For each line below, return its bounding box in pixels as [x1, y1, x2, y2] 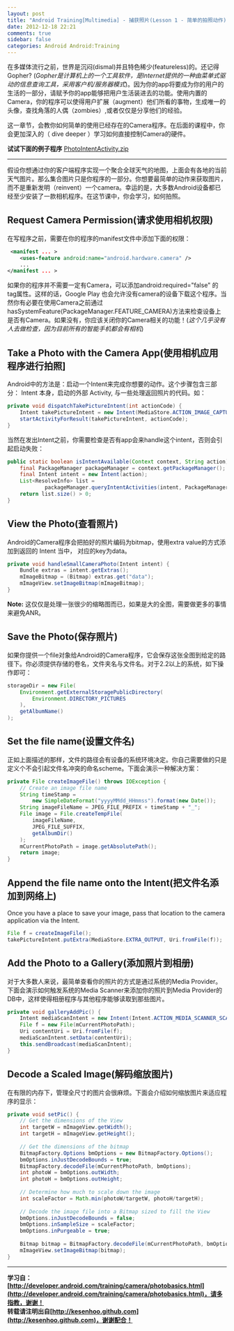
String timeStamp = [19, 791, 77, 798]
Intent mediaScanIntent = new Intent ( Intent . [19, 1015, 155, 1022]
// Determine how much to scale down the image [19, 1189, 160, 1196]
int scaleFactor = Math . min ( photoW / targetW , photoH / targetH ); [19, 1195, 204, 1202]
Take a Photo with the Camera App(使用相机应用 [7, 347, 219, 359]
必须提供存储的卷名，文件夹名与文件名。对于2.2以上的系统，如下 [31, 660, 218, 668]
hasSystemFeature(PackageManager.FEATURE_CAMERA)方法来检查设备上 [7, 307, 221, 316]
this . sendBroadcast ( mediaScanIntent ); [19, 1040, 132, 1048]
